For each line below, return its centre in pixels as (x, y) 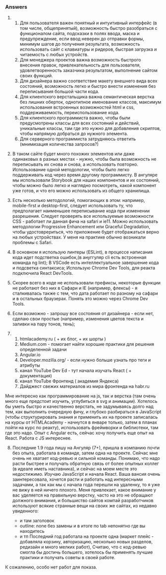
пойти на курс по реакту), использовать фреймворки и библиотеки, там (82, 428)
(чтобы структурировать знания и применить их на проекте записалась (82, 417)
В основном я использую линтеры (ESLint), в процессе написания (82, 252)
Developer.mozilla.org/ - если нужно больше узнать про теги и (85, 360)
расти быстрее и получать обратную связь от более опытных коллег (86, 464)
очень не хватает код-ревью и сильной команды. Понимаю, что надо (86, 458)
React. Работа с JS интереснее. (38, 438)
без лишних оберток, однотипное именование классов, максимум (90, 102)
